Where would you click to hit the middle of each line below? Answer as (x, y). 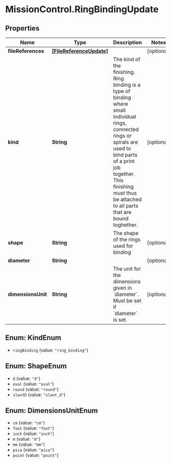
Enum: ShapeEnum (36, 366)
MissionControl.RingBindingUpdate (82, 9)
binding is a (127, 85)
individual (124, 117)
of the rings (127, 239)
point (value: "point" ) (36, 455)
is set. (120, 320)
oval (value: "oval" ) (33, 384)
